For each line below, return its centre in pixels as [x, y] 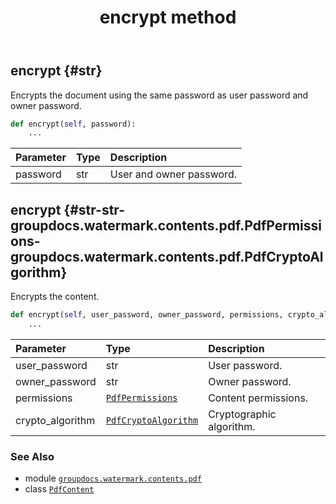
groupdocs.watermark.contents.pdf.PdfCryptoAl [167, 256]
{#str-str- [94, 209]
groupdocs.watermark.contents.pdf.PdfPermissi [166, 225]
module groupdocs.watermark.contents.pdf [113, 478]
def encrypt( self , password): [73, 124]
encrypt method [168, 17]
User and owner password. [173, 174]
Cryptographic [242, 414]
